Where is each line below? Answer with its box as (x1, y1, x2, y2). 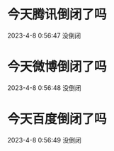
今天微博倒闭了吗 (7, 59, 108, 75)
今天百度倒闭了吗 (7, 111, 108, 128)
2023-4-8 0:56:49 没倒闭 (7, 135, 81, 144)
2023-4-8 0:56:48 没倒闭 (7, 83, 81, 92)
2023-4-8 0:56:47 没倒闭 (7, 31, 81, 40)
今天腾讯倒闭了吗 (7, 6, 108, 23)
